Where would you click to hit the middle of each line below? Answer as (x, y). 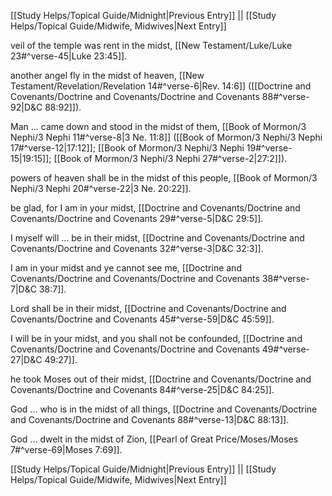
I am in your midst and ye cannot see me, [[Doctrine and (126, 268)
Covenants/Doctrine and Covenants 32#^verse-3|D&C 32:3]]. (137, 248)
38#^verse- (285, 278)
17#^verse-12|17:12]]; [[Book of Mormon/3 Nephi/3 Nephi (127, 148)
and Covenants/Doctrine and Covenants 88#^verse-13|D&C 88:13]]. (150, 419)
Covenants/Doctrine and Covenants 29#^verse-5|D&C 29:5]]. (137, 218)
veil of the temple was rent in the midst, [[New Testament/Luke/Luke (151, 45)
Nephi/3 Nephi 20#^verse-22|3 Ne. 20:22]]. (101, 188)
